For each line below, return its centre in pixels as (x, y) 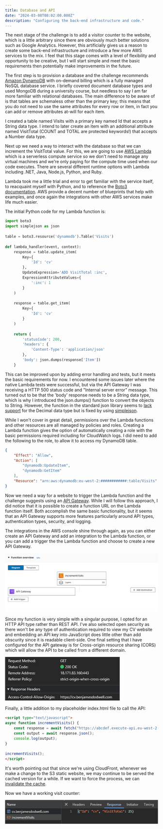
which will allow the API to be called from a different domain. (65, 650)
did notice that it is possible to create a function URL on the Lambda (73, 506)
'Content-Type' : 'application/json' (68, 350)
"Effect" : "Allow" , (33, 455)
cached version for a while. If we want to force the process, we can (72, 779)
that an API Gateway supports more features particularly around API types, (80, 516)
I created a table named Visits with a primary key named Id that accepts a (78, 121)
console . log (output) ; (35, 738)
